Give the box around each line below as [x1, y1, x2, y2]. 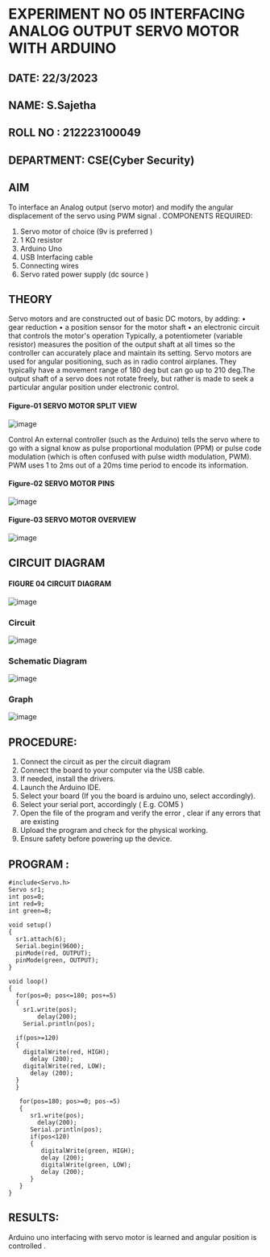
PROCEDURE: [8, 735, 77, 749]
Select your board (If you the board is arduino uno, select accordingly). [19, 791, 256, 801]
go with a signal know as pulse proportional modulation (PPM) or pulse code [8, 443, 262, 452]
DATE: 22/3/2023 [8, 71, 98, 85]
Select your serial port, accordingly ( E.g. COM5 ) [19, 800, 184, 810]
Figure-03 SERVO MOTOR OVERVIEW [8, 515, 137, 525]
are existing [19, 817, 59, 826]
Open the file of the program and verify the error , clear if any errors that [19, 808, 261, 818]
